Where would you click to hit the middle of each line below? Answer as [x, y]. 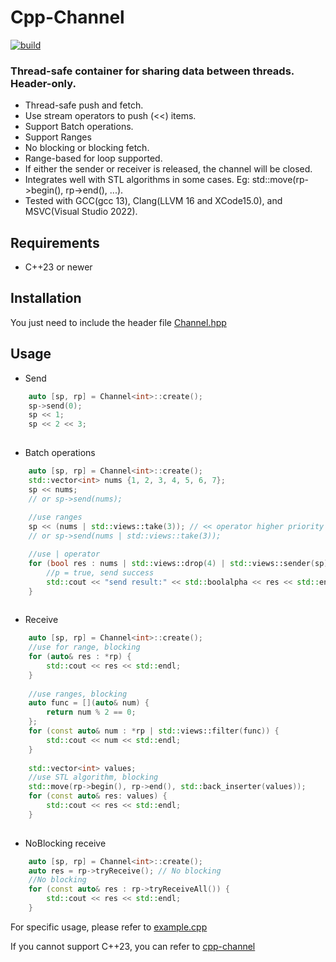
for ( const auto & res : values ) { [98, 796]
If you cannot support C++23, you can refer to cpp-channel [133, 946]
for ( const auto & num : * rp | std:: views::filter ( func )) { [154, 731]
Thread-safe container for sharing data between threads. [152, 71]
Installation [46, 298]
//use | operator [64, 554]
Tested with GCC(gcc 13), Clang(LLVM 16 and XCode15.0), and [153, 201]
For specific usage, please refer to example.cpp [109, 927]
